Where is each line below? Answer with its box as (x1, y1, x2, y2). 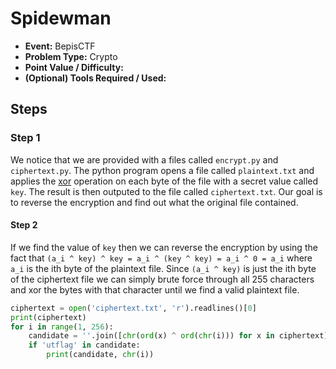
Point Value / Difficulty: (24, 61, 124, 73)
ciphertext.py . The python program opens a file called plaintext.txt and (10, 164, 315, 176)
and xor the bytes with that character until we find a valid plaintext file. (10, 283, 300, 296)
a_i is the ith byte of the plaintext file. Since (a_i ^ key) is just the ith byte (10, 262, 317, 274)
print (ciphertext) (10, 312, 87, 322)
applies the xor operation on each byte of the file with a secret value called (10, 175, 319, 187)
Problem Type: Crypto (24, 50, 118, 62)
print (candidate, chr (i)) (46, 350, 155, 360)
